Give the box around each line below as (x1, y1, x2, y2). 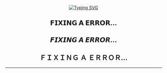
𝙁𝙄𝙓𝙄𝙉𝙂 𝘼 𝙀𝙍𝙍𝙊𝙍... (50, 36, 117, 44)
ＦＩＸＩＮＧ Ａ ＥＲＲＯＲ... (39, 54, 128, 62)
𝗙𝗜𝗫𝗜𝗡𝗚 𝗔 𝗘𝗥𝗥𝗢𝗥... (50, 19, 117, 27)
